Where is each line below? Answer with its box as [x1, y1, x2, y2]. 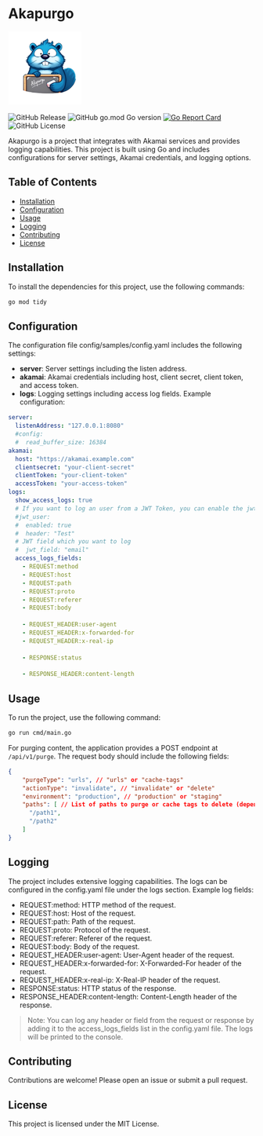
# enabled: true [15, 521, 72, 529]
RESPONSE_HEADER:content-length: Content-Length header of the [19, 992, 237, 1001]
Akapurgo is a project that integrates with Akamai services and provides [8, 136, 240, 145]
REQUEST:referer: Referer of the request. [19, 933, 153, 943]
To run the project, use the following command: [8, 713, 161, 722]
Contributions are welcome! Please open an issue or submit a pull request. [8, 1076, 248, 1085]
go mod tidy [8, 298, 47, 306]
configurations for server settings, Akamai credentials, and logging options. [8, 152, 252, 162]
